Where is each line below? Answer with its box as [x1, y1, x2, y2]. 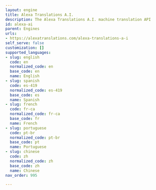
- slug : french [5, 102, 38, 107]
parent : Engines [5, 26, 40, 31]
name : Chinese [10, 168, 40, 173]
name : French [10, 120, 38, 126]
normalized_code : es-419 [10, 87, 63, 93]
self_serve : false [5, 41, 44, 46]
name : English [10, 74, 40, 79]
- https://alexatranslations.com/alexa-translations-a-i [5, 36, 129, 41]
